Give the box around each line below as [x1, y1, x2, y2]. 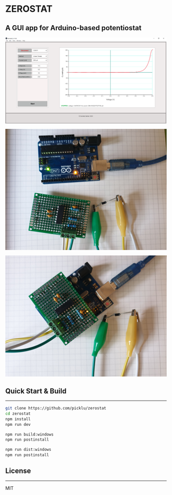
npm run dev [5, 422, 31, 427]
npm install [5, 416, 31, 422]
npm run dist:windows [5, 447, 52, 452]
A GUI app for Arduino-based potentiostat [5, 24, 142, 32]
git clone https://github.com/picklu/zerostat [5, 406, 106, 411]
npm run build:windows [5, 431, 54, 437]
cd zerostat [5, 411, 31, 416]
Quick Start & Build [5, 386, 67, 395]
